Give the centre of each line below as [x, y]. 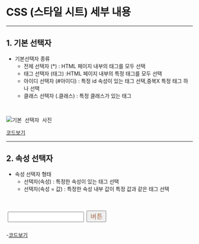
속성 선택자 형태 [33, 174]
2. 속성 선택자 [30, 159]
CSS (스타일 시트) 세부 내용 [69, 12]
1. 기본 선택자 [29, 43]
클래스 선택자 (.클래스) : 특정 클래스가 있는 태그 [78, 96]
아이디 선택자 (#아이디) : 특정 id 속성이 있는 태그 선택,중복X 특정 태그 [103, 81]
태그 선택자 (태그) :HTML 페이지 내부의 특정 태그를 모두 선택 [93, 73]
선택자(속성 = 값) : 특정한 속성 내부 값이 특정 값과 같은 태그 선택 [97, 189]
